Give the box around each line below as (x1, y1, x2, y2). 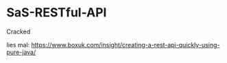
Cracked (6, 27, 31, 36)
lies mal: (6, 40, 30, 49)
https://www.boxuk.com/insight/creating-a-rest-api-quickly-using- (31, 40, 220, 49)
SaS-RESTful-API (6, 5, 107, 21)
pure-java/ (6, 48, 36, 56)
